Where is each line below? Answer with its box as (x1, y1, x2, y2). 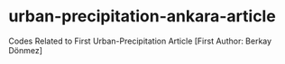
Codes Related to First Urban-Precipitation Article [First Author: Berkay (8, 36, 272, 46)
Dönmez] (8, 44, 42, 55)
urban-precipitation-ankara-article (8, 6, 276, 27)
